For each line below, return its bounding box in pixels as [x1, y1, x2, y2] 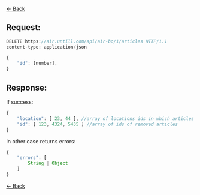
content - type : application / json [6, 44, 87, 50]
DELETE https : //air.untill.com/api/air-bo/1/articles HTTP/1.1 [6, 38, 168, 44]
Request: [6, 22, 41, 32]
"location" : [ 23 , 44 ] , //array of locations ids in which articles [17, 115, 195, 122]
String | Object [28, 160, 68, 167]
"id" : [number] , [17, 60, 58, 67]
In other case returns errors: [6, 137, 76, 145]
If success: [6, 98, 34, 106]
